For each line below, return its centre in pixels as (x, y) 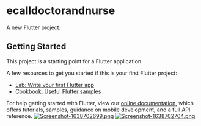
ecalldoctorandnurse (61, 11)
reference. (19, 116)
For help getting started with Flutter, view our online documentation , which (100, 103)
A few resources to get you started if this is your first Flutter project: (92, 73)
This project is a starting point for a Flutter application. (75, 61)
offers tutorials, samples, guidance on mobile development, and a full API (98, 110)
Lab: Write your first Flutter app (55, 85)
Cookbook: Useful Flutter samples (58, 91)
